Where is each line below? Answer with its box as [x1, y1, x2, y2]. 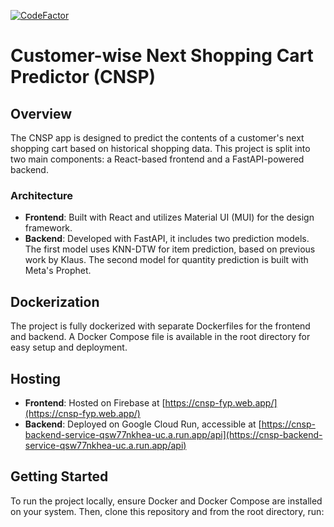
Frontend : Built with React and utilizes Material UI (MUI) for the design [24, 211, 315, 224]
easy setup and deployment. [10, 341, 128, 354]
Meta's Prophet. [24, 265, 92, 277]
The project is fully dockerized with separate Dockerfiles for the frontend [10, 320, 311, 332]
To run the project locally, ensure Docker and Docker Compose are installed [10, 495, 323, 507]
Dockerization [10, 293, 100, 310]
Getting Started [10, 468, 109, 485]
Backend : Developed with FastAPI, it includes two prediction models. [24, 233, 310, 245]
